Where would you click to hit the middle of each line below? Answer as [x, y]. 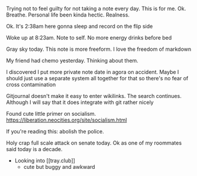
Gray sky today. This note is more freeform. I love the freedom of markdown [99, 49]
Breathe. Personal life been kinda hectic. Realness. [68, 15]
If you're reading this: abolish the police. [55, 131]
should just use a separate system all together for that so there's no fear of [97, 78]
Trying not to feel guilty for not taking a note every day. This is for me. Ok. [96, 9]
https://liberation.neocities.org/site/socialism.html [67, 120]
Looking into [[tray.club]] [45, 161]
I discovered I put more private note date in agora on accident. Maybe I [93, 72]
